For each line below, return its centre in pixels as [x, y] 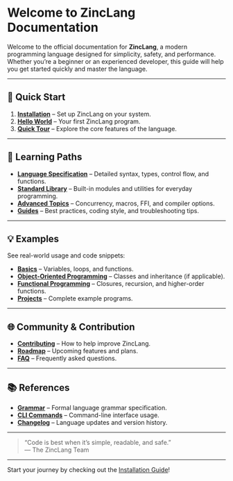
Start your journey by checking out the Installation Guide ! [89, 470]
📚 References [38, 388]
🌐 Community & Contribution [71, 327]
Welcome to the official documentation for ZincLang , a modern [97, 47]
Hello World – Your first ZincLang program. [79, 121]
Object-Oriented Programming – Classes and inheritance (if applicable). [121, 276]
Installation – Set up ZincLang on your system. [84, 114]
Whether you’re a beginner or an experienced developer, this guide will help [115, 61]
